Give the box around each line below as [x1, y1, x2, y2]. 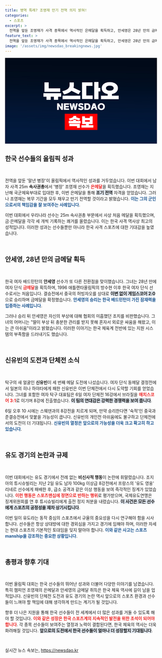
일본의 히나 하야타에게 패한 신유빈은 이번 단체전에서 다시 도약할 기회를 [10, 385, 141, 391]
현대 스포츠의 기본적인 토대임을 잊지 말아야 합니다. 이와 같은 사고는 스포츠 [10, 527, 147, 533]
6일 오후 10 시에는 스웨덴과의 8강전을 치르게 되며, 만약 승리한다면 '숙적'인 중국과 [5, 408, 156, 414]
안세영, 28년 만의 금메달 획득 [5, 255, 85, 264]
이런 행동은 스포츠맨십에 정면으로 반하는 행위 [15, 492, 98, 498]
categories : [5, 13, 29, 18]
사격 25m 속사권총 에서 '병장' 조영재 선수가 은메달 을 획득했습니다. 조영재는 [10, 184, 149, 190]
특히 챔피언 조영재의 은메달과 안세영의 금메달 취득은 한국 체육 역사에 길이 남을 [5, 587, 150, 593]
